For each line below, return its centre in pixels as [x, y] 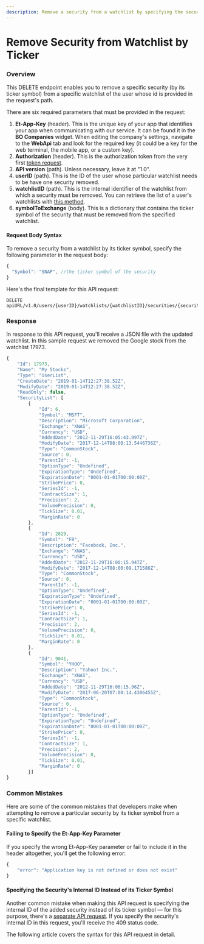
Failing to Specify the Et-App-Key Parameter [63, 833]
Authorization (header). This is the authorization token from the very [101, 157]
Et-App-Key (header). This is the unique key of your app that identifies [104, 124]
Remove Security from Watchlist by [97, 42]
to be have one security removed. [57, 182]
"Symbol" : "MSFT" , [62, 415]
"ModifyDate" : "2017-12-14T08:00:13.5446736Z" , [100, 443]
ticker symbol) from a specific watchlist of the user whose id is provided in [100, 94]
